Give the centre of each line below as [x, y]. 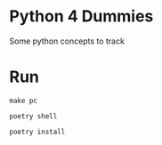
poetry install [37, 132]
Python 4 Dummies [81, 16]
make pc [24, 101]
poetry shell [33, 116]
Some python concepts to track [67, 41]
